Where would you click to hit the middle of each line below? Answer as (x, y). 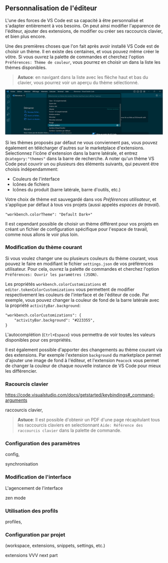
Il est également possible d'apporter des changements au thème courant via (84, 350)
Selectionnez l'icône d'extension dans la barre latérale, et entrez (71, 153)
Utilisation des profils (32, 511)
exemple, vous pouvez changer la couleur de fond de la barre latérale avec (82, 300)
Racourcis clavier (27, 384)
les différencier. (21, 371)
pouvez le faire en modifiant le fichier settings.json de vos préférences (79, 264)
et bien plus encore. (26, 36)
